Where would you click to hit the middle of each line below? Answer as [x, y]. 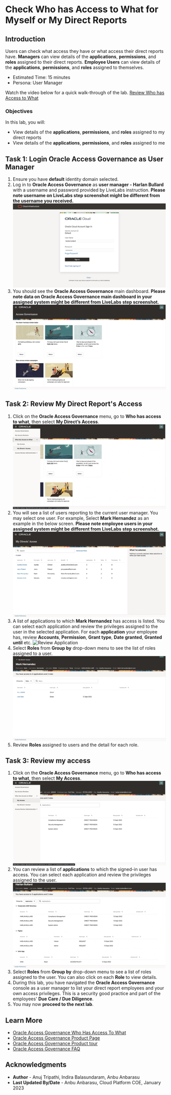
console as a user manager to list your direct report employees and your [88, 988]
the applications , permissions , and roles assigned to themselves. [75, 67]
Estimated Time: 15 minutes [41, 77]
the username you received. [43, 201]
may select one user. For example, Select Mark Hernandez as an [81, 518]
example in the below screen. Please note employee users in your [82, 524]
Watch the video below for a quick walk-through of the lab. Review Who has [85, 92]
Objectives [19, 111]
